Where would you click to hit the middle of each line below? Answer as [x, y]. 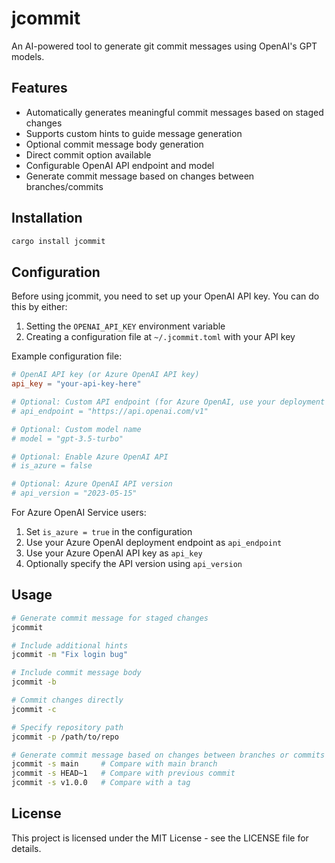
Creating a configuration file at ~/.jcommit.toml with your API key [160, 337]
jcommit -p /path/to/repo [65, 737]
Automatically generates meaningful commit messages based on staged [174, 112]
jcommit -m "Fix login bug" [70, 655]
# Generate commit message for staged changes [110, 618]
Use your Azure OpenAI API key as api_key [114, 553]
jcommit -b [34, 682]
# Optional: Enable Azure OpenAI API [90, 457]
